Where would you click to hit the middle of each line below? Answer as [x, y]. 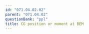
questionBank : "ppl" [27, 19]
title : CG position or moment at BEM [44, 24]
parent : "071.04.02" [27, 14]
